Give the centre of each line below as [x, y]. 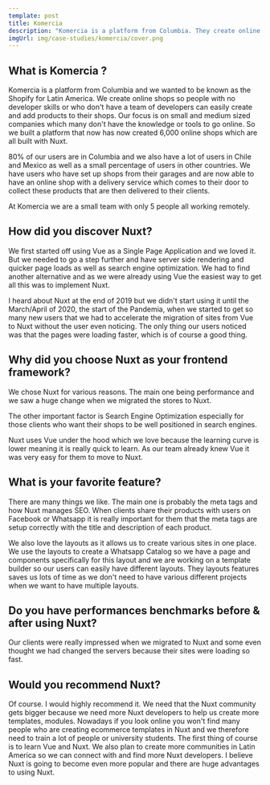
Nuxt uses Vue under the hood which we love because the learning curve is [134, 440]
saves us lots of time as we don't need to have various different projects [128, 577]
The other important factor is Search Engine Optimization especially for [126, 416]
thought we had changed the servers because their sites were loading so [129, 651]
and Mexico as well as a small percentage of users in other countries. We [129, 165]
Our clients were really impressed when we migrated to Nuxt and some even [135, 642]
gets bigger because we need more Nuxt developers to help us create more [134, 713]
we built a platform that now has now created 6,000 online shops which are [133, 132]
